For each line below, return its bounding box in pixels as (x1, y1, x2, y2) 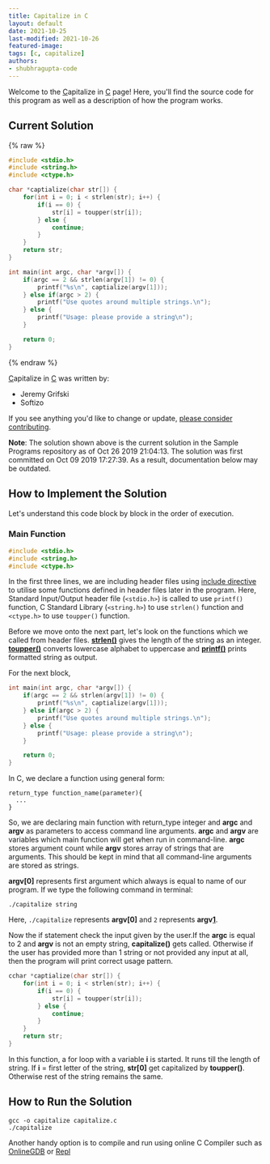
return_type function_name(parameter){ (8, 789, 143, 798)
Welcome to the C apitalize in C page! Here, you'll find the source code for (8, 87, 255, 96)
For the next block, (8, 668, 71, 678)
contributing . (8, 422, 51, 432)
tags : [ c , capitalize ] (8, 49, 85, 58)
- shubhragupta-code (8, 65, 78, 73)
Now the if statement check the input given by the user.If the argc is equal (8, 931, 255, 940)
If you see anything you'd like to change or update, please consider (8, 413, 233, 423)
